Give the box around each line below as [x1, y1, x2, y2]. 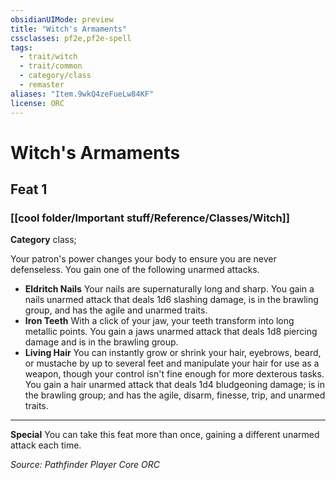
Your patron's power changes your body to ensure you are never [10, 253, 277, 265]
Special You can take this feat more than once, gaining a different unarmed [10, 429, 320, 441]
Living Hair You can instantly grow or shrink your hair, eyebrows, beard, [24, 347, 322, 359]
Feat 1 [10, 181, 48, 198]
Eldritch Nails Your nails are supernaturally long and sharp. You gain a [24, 283, 315, 295]
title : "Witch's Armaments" [10, 24, 128, 34]
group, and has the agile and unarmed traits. [24, 304, 208, 316]
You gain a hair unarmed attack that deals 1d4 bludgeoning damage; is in [24, 379, 326, 391]
